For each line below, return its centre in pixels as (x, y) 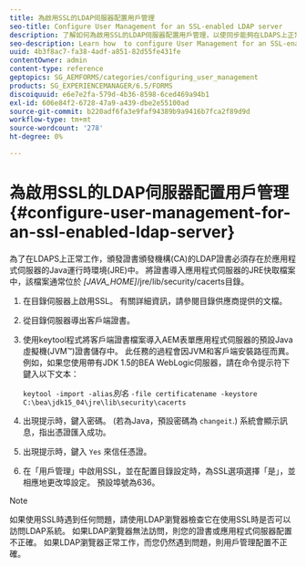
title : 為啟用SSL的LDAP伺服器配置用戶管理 (82, 18)
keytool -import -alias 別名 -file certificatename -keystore (140, 393)
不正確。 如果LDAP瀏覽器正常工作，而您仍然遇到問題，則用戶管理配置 (141, 542)
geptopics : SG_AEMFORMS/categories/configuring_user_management (134, 78)
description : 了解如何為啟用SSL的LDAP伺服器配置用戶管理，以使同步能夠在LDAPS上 (149, 35)
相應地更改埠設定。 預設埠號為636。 (91, 482)
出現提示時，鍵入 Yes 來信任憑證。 (87, 451)
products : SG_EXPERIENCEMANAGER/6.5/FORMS (91, 86)
